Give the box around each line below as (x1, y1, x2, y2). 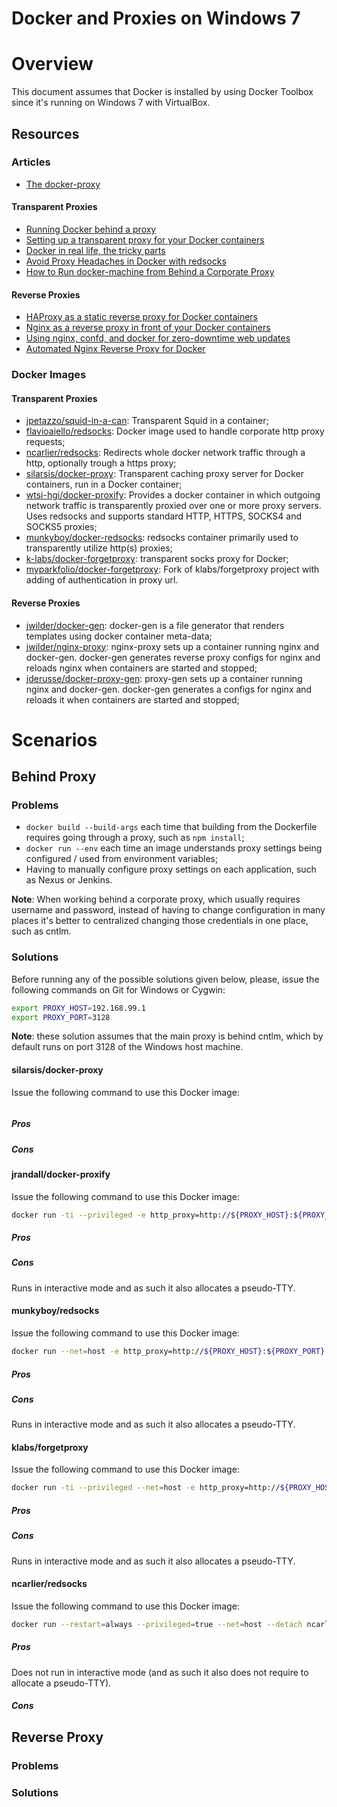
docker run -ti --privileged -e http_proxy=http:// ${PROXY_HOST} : (11, 1210, 294, 1220)
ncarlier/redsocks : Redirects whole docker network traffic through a (25, 447, 306, 459)
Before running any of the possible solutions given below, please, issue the (11, 973, 320, 985)
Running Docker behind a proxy (25, 223, 157, 236)
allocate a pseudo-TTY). (11, 1677, 112, 1689)
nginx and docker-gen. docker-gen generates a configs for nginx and (25, 683, 313, 695)
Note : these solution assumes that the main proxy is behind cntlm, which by (11, 1030, 324, 1042)
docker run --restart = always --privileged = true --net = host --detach (11, 1619, 303, 1629)
